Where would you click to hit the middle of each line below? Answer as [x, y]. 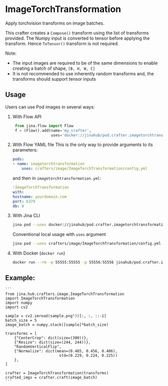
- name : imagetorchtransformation [48, 164]
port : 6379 [24, 201]
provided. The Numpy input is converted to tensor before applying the [77, 38]
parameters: [25, 150]
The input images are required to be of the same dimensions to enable [85, 63]
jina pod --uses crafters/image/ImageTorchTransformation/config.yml [87, 244]
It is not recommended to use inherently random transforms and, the [83, 73]
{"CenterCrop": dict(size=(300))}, [51, 338]
